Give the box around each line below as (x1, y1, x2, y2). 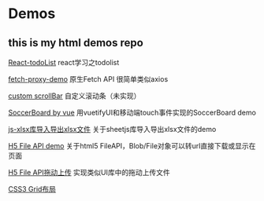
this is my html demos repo (8, 36, 143, 49)
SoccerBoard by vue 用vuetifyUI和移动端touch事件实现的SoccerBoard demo (8, 108, 256, 117)
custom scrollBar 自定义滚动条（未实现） (8, 91, 141, 100)
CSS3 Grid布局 (8, 185, 57, 193)
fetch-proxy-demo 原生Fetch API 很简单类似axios (8, 75, 169, 83)
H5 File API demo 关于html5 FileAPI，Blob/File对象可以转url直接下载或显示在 (8, 141, 256, 150)
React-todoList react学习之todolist (8, 58, 120, 67)
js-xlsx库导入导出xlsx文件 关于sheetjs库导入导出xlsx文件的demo (8, 125, 217, 133)
